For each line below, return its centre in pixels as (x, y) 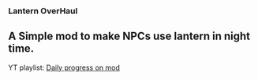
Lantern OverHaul (43, 11)
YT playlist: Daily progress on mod (64, 67)
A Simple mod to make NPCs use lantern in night (129, 36)
